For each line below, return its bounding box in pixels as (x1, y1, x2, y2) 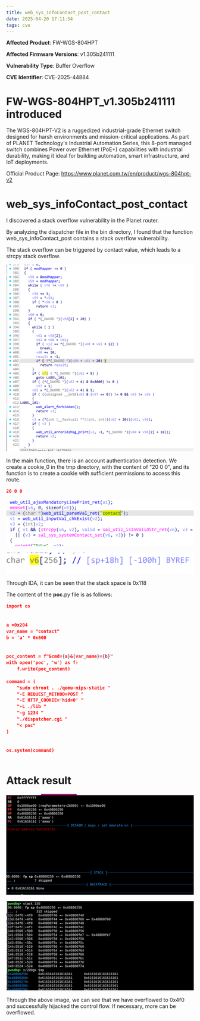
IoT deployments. (6, 158, 49, 166)
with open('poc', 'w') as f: (6, 660, 79, 666)
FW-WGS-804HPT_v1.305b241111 (6, 95, 176, 108)
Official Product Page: (6, 170, 60, 177)
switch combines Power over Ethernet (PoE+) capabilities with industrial (6, 146, 183, 153)
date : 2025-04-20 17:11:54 (6, 15, 73, 22)
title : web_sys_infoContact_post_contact (6, 10, 111, 15)
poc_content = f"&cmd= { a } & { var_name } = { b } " (6, 653, 113, 660)
